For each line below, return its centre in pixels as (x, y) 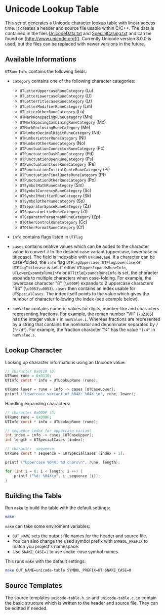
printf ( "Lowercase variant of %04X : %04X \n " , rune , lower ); (70, 394)
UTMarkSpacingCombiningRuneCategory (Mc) (63, 122)
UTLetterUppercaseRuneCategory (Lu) (57, 91)
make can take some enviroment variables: (48, 526)
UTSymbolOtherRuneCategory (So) (52, 201)
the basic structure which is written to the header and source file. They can (82, 603)
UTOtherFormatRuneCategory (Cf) (52, 227)
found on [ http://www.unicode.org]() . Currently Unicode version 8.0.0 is (78, 39)
